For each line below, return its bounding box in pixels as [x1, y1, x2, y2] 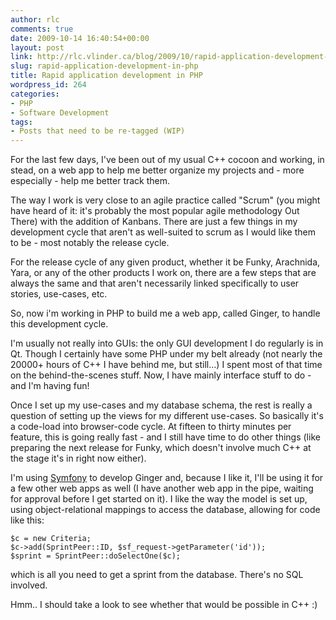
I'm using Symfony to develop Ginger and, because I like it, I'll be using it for [10, 472, 324, 484]
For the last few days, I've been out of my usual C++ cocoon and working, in [10, 154, 325, 166]
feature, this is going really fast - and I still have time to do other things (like [10, 431, 321, 443]
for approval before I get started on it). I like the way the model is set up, [10, 493, 308, 505]
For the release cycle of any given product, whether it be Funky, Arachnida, [10, 256, 321, 268]
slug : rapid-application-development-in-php [10, 61, 199, 71]
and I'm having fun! [10, 380, 90, 392]
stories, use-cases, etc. [10, 288, 108, 300]
